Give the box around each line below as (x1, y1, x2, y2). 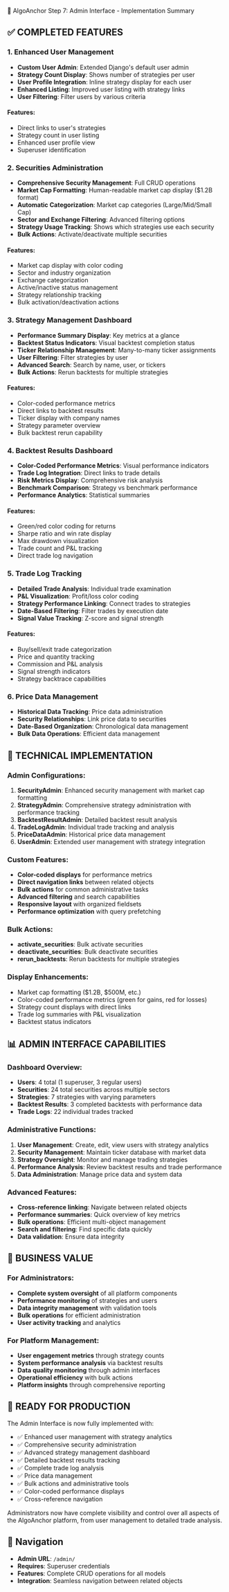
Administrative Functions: (7, 1125, 97, 1135)
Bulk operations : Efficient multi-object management (17, 1218, 166, 1226)
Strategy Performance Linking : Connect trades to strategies (17, 599, 191, 607)
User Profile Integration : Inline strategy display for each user (17, 77, 192, 86)
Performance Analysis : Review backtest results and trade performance (17, 1162, 223, 1171)
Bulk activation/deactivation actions (17, 298, 120, 306)
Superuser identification (17, 145, 86, 154)
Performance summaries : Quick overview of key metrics (17, 1211, 181, 1219)
